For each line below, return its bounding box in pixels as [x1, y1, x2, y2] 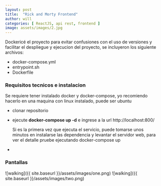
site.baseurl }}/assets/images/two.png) [5, 175, 85, 181]
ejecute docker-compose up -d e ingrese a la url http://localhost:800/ [12, 117, 155, 123]
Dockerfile [12, 69, 33, 75]
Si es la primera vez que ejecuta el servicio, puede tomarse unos [12, 126, 144, 133]
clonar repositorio [12, 108, 48, 114]
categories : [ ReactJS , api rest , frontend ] [5, 21, 100, 26]
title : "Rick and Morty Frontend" [5, 12, 78, 17]
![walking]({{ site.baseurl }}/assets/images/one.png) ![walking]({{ [5, 170, 138, 176]
